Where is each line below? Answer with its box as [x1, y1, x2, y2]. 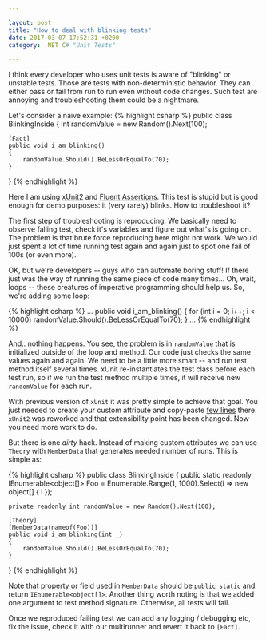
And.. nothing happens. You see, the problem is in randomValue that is [8, 339, 236, 348]
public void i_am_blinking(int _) [8, 530, 124, 539]
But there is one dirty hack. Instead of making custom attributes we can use [8, 438, 258, 447]
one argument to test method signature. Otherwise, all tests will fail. [8, 598, 230, 608]
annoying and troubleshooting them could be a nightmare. [8, 95, 200, 105]
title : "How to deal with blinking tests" [8, 26, 152, 34]
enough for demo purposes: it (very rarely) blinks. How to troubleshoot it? [8, 200, 251, 210]
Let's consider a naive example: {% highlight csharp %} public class [8, 111, 232, 121]
